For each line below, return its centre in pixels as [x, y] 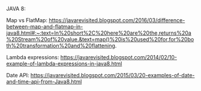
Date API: [18, 75]
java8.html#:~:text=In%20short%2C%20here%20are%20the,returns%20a [99, 33]
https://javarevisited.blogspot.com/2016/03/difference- [117, 20]
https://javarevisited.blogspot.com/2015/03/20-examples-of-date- [112, 75]
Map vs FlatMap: [27, 20]
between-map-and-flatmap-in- [45, 27]
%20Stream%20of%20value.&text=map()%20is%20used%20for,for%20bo [100, 39]
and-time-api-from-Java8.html [44, 81]
